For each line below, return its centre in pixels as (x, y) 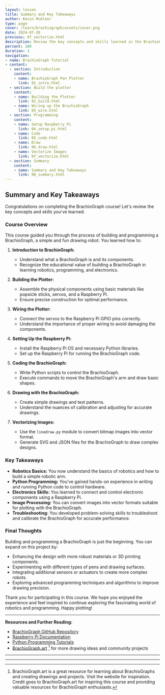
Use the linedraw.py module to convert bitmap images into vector (86, 432)
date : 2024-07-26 (23, 33)
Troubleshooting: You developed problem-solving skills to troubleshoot (85, 513)
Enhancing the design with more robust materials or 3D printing (76, 556)
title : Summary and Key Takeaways (41, 14)
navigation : (17, 55)
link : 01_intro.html (39, 83)
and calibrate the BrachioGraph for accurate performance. (71, 518)
